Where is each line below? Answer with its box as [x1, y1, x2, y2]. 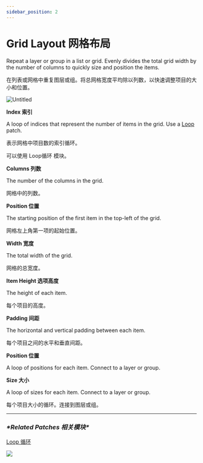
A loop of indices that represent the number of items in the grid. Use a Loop [6, 120, 195, 128]
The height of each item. [6, 289, 68, 296]
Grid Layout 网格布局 [6, 37, 111, 50]
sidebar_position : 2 [6, 8, 59, 15]
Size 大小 [6, 376, 30, 384]
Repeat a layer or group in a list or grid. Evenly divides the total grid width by [6, 57, 197, 64]
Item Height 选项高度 [6, 277, 59, 284]
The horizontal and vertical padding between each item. [6, 326, 146, 334]
